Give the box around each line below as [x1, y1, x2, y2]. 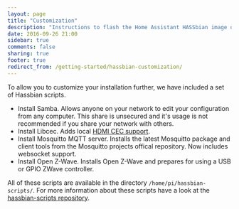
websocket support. [17, 149, 77, 158]
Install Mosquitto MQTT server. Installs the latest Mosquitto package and [17, 134, 230, 143]
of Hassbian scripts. [7, 90, 66, 99]
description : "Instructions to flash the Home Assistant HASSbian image [7, 23, 228, 31]
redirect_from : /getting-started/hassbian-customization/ [7, 63, 183, 70]
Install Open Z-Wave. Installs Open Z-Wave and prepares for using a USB [17, 157, 231, 166]
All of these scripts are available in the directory [7, 178, 147, 187]
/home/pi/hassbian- [148, 179, 206, 187]
